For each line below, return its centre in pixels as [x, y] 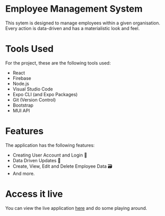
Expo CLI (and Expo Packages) [45, 94]
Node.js [21, 83]
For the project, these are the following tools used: [58, 63]
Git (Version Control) [34, 100]
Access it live [34, 194]
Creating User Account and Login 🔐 [50, 155]
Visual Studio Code [33, 89]
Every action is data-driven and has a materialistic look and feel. [73, 28]
